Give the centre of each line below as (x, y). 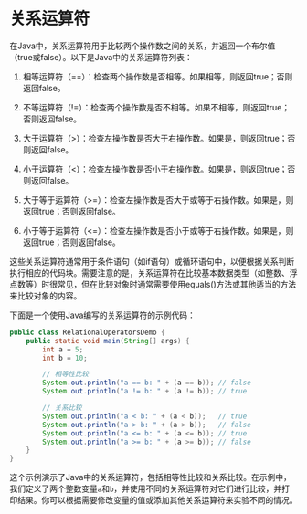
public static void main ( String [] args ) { (108, 341)
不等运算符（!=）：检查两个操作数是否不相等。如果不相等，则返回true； (156, 107)
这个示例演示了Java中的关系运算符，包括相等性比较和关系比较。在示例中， (151, 477)
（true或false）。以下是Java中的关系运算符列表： (101, 57)
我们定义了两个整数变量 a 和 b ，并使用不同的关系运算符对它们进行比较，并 (146, 488)
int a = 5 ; (63, 349)
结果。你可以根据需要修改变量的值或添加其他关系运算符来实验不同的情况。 (157, 500)
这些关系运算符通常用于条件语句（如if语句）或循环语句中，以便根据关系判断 (152, 261)
